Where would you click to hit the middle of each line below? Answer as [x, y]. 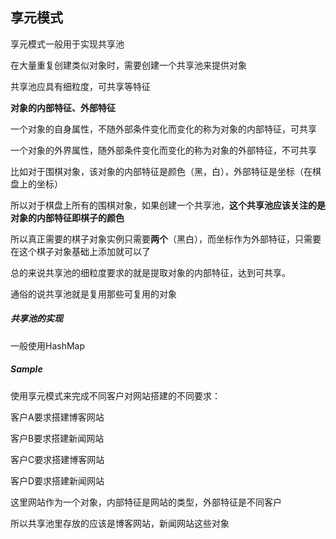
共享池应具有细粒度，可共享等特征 [80, 86]
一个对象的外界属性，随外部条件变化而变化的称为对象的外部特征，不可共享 [163, 150]
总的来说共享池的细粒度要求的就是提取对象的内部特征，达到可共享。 [150, 272]
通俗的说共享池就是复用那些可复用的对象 [93, 294]
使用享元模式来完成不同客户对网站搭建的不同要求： [115, 395]
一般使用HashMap [48, 345]
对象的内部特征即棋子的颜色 [67, 217]
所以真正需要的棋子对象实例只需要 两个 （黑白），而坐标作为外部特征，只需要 [166, 239]
